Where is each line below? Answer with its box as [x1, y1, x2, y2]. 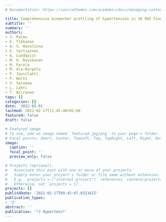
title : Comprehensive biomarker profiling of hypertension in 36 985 [5, 16, 152, 21]
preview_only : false [9, 154, 52, 159]
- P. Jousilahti [5, 71, 39, 77]
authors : [5, 30, 23, 35]
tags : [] [5, 95, 23, 100]
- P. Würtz [5, 76, 28, 81]
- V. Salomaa [5, 81, 32, 86]
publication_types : [5, 195, 45, 201]
